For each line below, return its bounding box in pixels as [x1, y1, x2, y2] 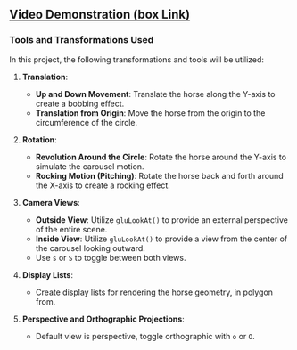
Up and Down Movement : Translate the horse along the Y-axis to [35, 88, 276, 99]
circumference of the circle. [35, 117, 138, 127]
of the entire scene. [35, 224, 108, 234]
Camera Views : [21, 197, 80, 208]
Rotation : [21, 134, 57, 145]
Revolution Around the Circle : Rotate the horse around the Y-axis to [35, 151, 287, 162]
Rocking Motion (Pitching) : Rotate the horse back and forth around [35, 170, 284, 181]
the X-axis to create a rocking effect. [35, 180, 171, 191]
